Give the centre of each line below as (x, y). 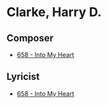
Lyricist (23, 77)
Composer (30, 38)
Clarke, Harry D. (54, 12)
